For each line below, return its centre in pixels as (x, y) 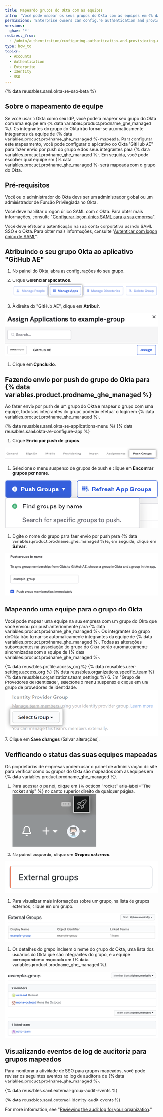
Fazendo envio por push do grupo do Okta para (78, 379)
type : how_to (18, 46)
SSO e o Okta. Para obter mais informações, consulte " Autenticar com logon (81, 231)
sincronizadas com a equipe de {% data (45, 652)
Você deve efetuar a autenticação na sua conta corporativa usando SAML (79, 226)
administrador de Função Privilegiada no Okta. (51, 202)
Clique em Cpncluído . (34, 364)
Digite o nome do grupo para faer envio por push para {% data (74, 536)
